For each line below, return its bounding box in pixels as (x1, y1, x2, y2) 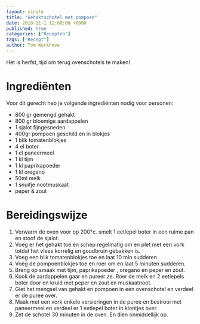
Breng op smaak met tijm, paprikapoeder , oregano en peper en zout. (14, 266, 185, 273)
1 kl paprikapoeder (14, 162, 61, 169)
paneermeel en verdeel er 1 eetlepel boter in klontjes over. (14, 304, 158, 311)
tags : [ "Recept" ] (6, 37, 50, 43)
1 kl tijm (14, 155, 34, 162)
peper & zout (14, 187, 47, 195)
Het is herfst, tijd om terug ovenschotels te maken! (6, 58, 130, 66)
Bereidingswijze (6, 208, 88, 222)
